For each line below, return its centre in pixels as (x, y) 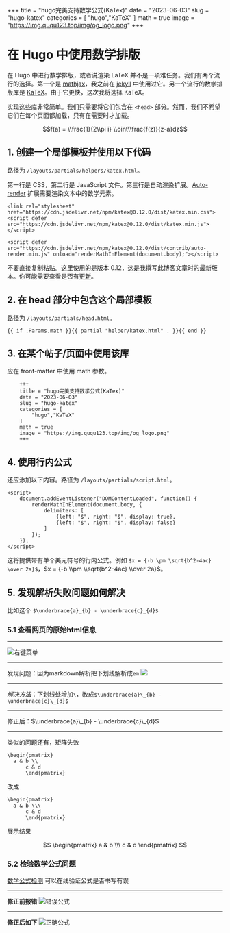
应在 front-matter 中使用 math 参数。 (59, 371)
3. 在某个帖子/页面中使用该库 (68, 353)
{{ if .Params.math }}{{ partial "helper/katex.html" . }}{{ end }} (107, 331)
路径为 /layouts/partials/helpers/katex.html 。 (75, 170)
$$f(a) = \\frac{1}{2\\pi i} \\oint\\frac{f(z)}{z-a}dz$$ (115, 129)
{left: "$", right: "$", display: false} (116, 523)
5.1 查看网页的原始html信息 (52, 630)
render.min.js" (29, 254)
